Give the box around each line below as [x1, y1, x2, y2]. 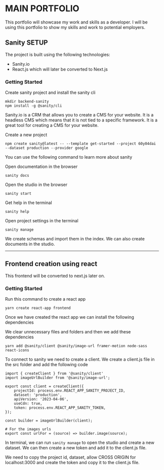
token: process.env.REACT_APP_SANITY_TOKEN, [14, 405, 106, 410]
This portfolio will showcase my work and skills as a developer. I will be [5, 19, 148, 25]
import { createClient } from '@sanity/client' [5, 371, 104, 376]
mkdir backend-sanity [5, 99, 49, 104]
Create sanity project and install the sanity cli [5, 90, 96, 95]
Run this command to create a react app [5, 296, 86, 302]
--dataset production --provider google [5, 145, 89, 151]
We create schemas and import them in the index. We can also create [5, 236, 145, 242]
